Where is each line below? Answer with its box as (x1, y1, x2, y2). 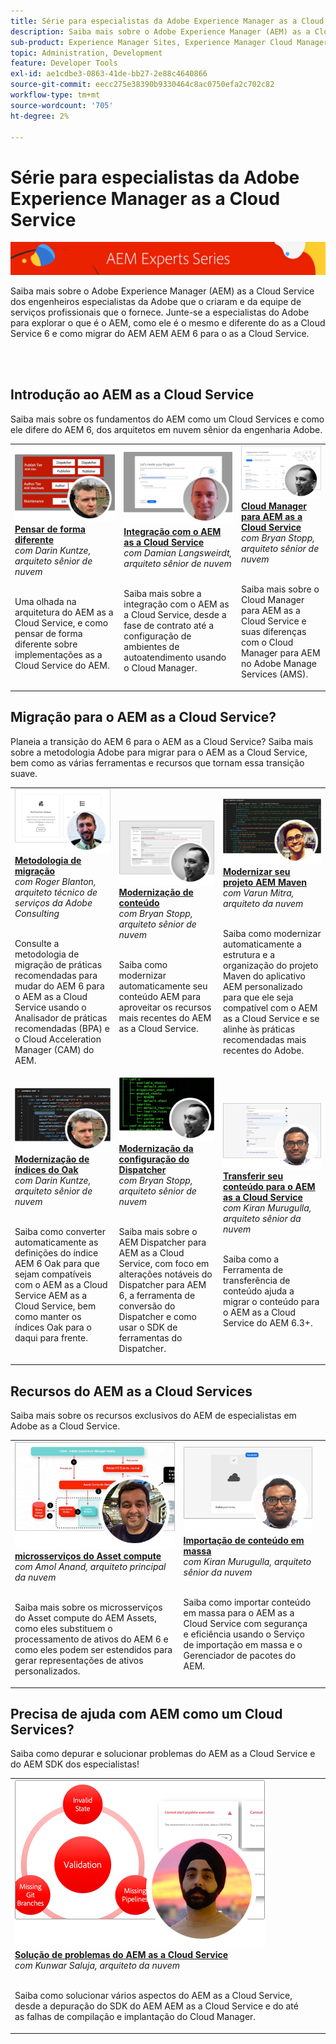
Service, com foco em (118, 1257, 210, 1269)
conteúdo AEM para (118, 990, 202, 1002)
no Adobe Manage (240, 658, 317, 670)
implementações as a (14, 648, 103, 660)
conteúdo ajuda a (222, 1285, 295, 1297)
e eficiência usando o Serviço (183, 1628, 306, 1640)
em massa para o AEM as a (183, 1607, 295, 1619)
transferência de (222, 1274, 291, 1286)
